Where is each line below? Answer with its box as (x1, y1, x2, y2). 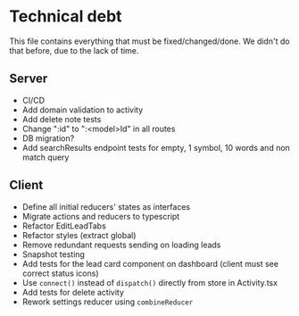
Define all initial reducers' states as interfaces (21, 201, 190, 212)
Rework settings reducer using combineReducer (21, 296, 194, 307)
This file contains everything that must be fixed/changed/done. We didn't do (9, 36, 290, 46)
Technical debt (9, 6, 122, 27)
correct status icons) (21, 268, 100, 279)
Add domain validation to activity (21, 104, 144, 115)
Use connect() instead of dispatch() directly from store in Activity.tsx (21, 277, 278, 287)
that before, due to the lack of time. (9, 45, 139, 55)
